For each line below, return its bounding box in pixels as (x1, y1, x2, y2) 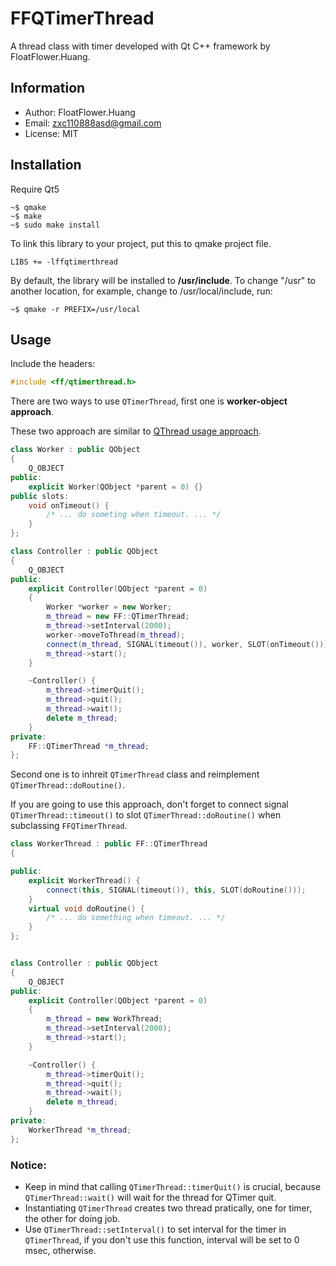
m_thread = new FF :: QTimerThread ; (46, 612, 190, 622)
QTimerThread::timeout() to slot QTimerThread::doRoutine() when (10, 809, 282, 821)
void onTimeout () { (28, 500, 110, 511)
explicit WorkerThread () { (28, 875, 141, 886)
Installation (10, 157, 82, 174)
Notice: (10, 1158, 47, 1172)
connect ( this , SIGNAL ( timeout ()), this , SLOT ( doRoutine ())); (46, 885, 307, 895)
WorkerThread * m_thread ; (28, 1125, 132, 1135)
